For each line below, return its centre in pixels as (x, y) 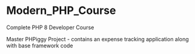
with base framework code (40, 46)
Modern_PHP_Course (61, 11)
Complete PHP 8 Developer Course (50, 27)
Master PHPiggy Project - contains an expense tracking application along (97, 39)
